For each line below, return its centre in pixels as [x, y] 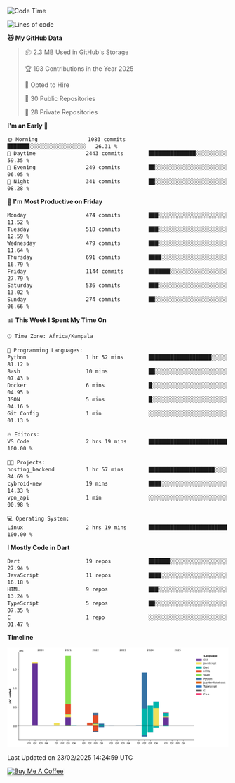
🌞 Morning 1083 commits [67, 140]
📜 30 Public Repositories [60, 99]
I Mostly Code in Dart [39, 548]
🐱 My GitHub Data [35, 38]
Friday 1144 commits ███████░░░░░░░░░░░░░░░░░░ [117, 272]
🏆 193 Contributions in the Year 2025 [79, 69]
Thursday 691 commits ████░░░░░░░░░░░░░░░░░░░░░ [117, 257]
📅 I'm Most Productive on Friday [55, 201]
